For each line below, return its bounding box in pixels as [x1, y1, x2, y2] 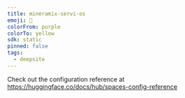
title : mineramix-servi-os [7, 10, 86, 17]
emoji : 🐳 [7, 17, 33, 24]
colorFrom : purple [7, 23, 61, 30]
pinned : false [7, 43, 49, 50]
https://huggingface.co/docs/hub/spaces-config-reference [7, 82, 178, 91]
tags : [7, 50, 23, 57]
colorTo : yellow [7, 29, 54, 37]
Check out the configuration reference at [7, 75, 125, 83]
